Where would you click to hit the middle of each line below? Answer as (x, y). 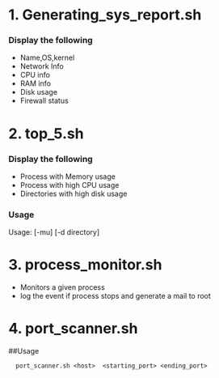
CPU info (35, 75)
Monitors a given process (62, 287)
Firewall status (44, 101)
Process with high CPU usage (69, 185)
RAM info (35, 83)
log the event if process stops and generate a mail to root (116, 296)
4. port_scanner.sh (73, 329)
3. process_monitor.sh (85, 265)
